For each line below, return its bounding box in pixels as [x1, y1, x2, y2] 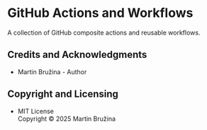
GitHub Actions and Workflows [7, 5, 194, 21]
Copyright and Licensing [7, 88, 119, 100]
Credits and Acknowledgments [7, 49, 147, 61]
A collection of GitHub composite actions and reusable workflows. [7, 28, 201, 37]
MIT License [17, 107, 55, 115]
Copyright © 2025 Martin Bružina [17, 114, 116, 123]
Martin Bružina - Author [17, 67, 87, 76]
